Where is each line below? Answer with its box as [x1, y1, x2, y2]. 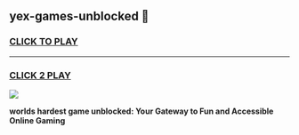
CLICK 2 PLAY [9, 68, 71, 81]
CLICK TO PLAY [9, 36, 78, 48]
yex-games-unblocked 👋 [9, 9, 149, 24]
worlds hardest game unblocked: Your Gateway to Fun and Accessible [9, 106, 274, 116]
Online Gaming [9, 115, 66, 125]
